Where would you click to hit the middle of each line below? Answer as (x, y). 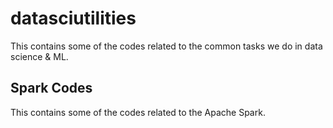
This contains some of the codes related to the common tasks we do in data (166, 46)
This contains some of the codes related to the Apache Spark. (138, 112)
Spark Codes (51, 88)
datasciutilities (73, 18)
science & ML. (39, 56)
